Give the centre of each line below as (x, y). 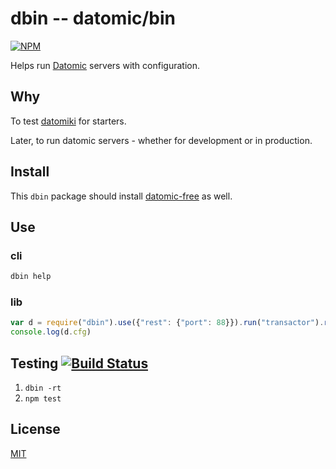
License (35, 429)
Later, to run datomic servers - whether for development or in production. (161, 140)
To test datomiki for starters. (68, 121)
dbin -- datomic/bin (93, 18)
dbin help (31, 277)
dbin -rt (43, 388)
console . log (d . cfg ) (51, 332)
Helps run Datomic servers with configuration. (105, 65)
